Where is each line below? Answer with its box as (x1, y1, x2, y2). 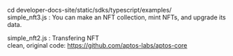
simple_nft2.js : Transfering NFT (7, 34, 100, 42)
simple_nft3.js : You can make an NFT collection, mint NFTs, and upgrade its (7, 13, 226, 21)
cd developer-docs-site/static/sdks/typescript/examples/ (7, 6, 172, 14)
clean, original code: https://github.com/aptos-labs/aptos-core (7, 41, 188, 49)
